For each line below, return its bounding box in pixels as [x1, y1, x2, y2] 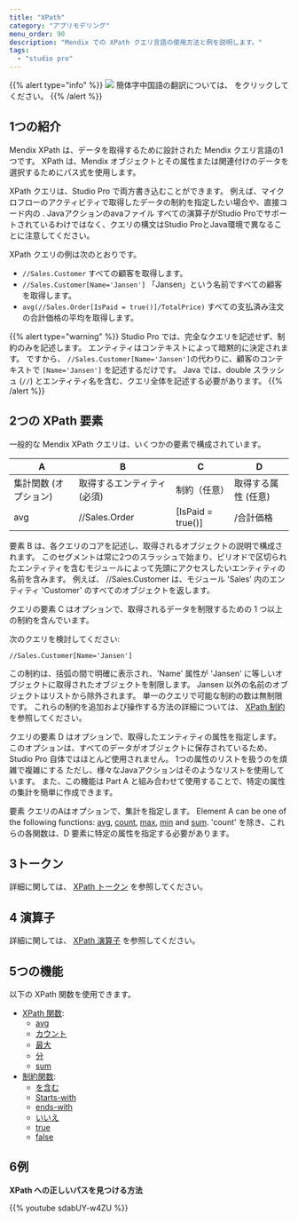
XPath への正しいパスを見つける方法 [9, 1185, 144, 1195]
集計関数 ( [13, 477, 56, 489]
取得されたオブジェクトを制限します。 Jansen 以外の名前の [55, 678, 273, 689]
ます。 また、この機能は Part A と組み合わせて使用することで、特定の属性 [16, 775, 286, 786]
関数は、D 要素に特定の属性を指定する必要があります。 [32, 828, 234, 838]
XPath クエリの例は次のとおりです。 [9, 249, 142, 259]
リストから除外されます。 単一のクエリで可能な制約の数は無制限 [47, 690, 283, 701]
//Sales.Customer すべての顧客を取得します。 [21, 267, 188, 278]
